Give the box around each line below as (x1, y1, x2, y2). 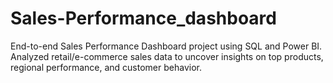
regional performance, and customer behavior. (10, 61, 202, 73)
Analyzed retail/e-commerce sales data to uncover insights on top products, (10, 50, 324, 62)
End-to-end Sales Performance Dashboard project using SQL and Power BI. (10, 40, 323, 52)
